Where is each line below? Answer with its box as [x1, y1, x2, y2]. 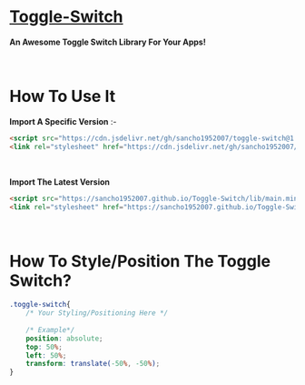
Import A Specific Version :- [9, 116, 117, 127]
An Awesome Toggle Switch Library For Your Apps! [9, 36, 206, 47]
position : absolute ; [25, 334, 103, 343]
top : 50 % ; [25, 342, 64, 351]
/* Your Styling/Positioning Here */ [25, 309, 169, 318]
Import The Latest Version [9, 176, 111, 187]
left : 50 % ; [25, 350, 67, 360]
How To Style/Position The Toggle [9, 250, 271, 271]
